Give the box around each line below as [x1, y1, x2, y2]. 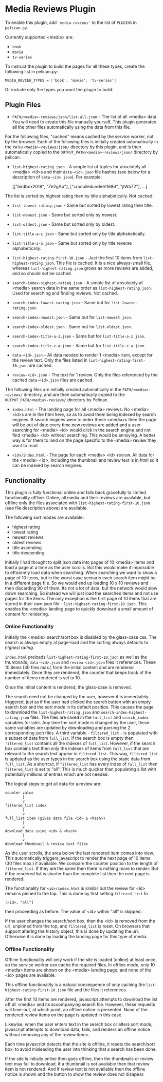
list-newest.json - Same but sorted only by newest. [12, 212, 118, 217]
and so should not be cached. [12, 270, 72, 276]
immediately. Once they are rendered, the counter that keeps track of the [5, 669, 152, 675]
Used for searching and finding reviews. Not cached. [12, 290, 118, 296]
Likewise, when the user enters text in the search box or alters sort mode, [5, 1022, 153, 1027]
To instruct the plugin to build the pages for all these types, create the [5, 63, 145, 69]
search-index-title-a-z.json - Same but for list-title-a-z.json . [12, 333, 145, 339]
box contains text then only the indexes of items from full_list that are [5, 745, 149, 751]
